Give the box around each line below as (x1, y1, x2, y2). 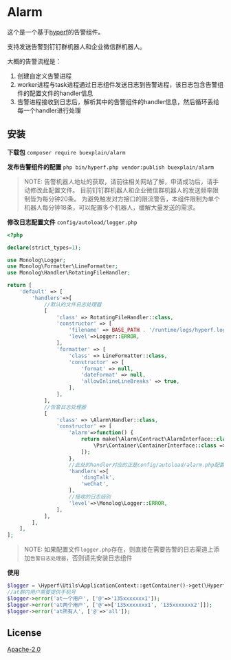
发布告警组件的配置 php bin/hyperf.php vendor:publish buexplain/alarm (7, 163, 214, 171)
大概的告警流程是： (7, 57, 62, 66)
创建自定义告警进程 (16, 72, 72, 80)
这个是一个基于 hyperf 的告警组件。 (7, 28, 104, 36)
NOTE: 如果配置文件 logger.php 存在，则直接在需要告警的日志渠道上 (23, 546, 214, 554)
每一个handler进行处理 (16, 106, 81, 114)
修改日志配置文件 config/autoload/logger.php (7, 218, 137, 226)
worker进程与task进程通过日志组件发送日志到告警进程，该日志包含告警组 (16, 80, 224, 88)
